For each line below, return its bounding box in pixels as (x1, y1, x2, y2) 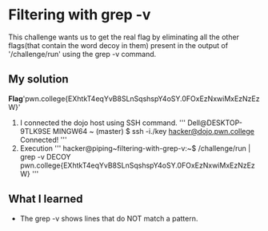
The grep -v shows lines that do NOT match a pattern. (19, 213, 198, 223)
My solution (8, 72, 70, 86)
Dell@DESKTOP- (187, 118, 242, 128)
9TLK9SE (19, 126, 51, 136)
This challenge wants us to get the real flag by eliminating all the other (8, 32, 240, 42)
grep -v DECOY (19, 152, 71, 161)
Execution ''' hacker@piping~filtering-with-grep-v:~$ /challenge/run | (19, 143, 251, 153)
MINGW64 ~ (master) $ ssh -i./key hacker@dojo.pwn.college (52, 126, 254, 136)
